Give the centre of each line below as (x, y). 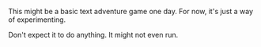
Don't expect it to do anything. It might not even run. (93, 35)
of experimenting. (37, 20)
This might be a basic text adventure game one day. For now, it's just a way (131, 11)
